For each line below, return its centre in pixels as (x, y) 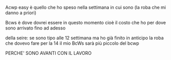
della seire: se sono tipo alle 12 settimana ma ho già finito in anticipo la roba (85, 38)
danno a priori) (21, 13)
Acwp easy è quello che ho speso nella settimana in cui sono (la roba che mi (86, 7)
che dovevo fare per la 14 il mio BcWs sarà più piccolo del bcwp (72, 43)
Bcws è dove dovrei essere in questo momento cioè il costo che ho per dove (86, 23)
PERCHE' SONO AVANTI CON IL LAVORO (48, 53)
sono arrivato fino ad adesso (35, 28)
